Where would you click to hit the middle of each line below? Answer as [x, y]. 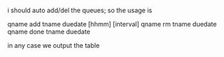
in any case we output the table [54, 45]
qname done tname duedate [49, 32]
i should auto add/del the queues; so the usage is [80, 10]
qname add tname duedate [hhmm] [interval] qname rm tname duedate [112, 24]
